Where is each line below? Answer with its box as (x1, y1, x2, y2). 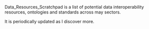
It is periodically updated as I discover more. (4, 19, 94, 24)
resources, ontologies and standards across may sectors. (4, 9, 121, 15)
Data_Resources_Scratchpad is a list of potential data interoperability (4, 4, 144, 10)
